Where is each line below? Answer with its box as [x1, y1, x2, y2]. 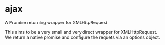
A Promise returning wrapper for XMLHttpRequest [5, 20, 108, 25]
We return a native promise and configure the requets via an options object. [5, 34, 160, 40]
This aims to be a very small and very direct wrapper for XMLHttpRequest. [5, 29, 158, 35]
